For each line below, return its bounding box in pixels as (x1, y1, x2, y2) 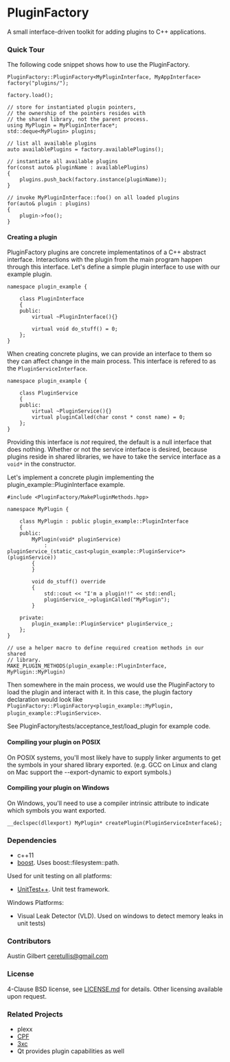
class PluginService (19, 390, 78, 397)
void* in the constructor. (7, 460, 76, 468)
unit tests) (16, 919, 46, 928)
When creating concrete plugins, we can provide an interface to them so (7, 350, 212, 358)
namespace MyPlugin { (7, 506, 69, 513)
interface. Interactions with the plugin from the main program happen (7, 256, 203, 264)
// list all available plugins (7, 140, 97, 147)
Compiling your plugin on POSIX (7, 738, 101, 747)
